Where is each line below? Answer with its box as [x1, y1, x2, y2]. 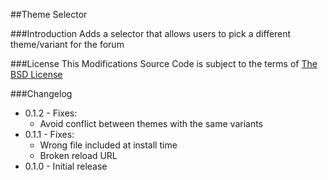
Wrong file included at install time [39, 139, 178, 151]
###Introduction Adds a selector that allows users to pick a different [10, 28, 292, 39]
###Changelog [10, 88, 73, 99]
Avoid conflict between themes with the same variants [39, 118, 264, 129]
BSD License [10, 69, 63, 80]
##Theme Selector [10, 9, 88, 20]
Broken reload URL [39, 150, 118, 161]
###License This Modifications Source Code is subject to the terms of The [10, 58, 318, 69]
